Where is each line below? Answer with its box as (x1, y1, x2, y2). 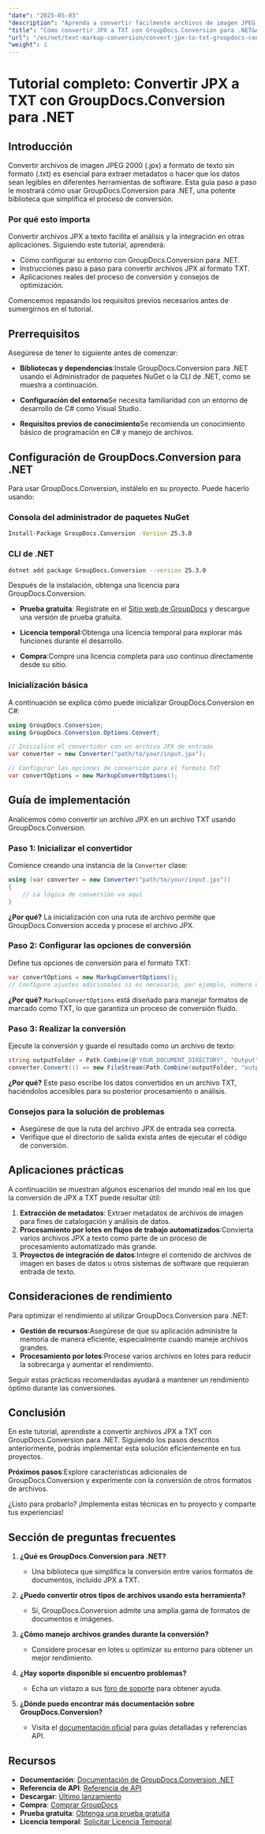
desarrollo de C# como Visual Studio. (19, 404, 141, 414)
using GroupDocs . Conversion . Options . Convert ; (8, 728, 160, 736)
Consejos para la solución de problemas (8, 1106, 165, 1117)
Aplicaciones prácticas (8, 1163, 125, 1177)
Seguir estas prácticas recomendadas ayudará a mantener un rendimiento (8, 1375, 250, 1384)
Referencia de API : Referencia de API (19, 1783, 142, 1792)
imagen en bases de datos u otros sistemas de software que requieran (19, 1258, 249, 1267)
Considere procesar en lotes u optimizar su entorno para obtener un (31, 1645, 253, 1654)
